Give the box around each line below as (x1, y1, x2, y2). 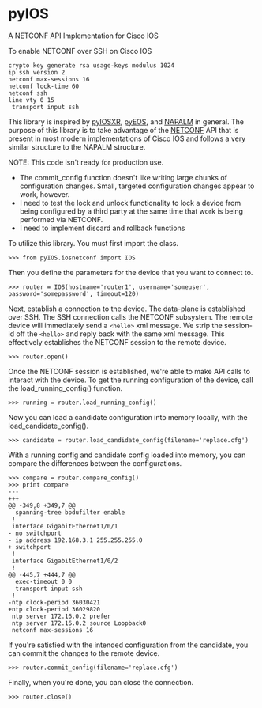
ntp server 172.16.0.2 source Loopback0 (11, 619, 147, 627)
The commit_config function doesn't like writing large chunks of (19, 172, 227, 182)
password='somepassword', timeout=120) (8, 290, 140, 297)
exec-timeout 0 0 (15, 577, 73, 585)
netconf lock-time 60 (8, 82, 80, 90)
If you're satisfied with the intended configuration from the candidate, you (8, 640, 249, 649)
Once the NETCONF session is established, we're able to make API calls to (8, 366, 251, 376)
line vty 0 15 (8, 96, 55, 104)
